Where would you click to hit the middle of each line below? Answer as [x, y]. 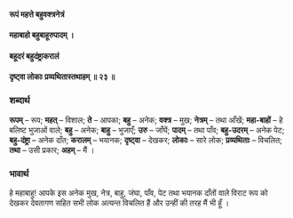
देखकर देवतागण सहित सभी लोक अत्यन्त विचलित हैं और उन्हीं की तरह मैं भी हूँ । [119, 203]
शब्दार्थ [20, 101]
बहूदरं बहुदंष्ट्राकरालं [34, 56]
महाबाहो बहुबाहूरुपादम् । [42, 35]
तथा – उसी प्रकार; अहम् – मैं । [52, 149]
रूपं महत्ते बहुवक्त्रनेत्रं [37, 14]
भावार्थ [19, 174]
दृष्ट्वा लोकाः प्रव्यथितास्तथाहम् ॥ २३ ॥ [62, 77]
